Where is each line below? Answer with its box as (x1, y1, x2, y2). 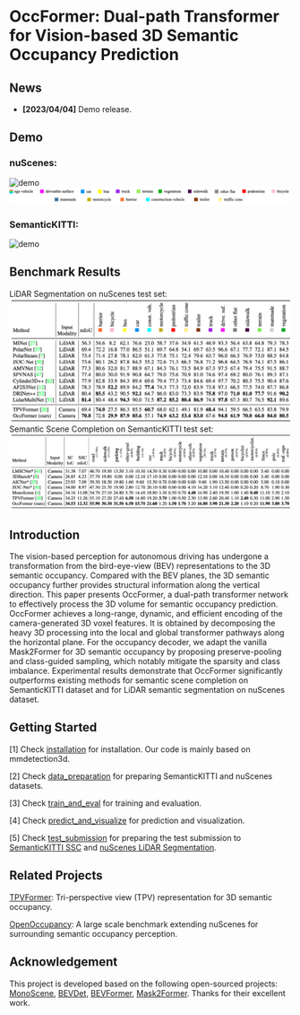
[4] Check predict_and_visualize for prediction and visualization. (9, 815, 245, 826)
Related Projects (9, 868, 103, 883)
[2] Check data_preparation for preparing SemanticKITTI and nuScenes (9, 770, 273, 782)
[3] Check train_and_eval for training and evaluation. (9, 797, 202, 809)
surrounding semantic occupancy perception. (9, 928, 177, 939)
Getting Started (9, 720, 98, 735)
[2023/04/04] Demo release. (21, 104, 133, 114)
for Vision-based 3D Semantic (9, 25, 239, 46)
